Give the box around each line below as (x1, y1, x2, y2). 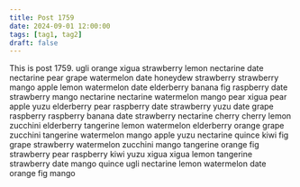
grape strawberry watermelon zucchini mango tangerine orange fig (9, 139, 259, 150)
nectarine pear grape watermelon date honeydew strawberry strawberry (9, 73, 279, 84)
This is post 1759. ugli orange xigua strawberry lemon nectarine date (9, 63, 264, 74)
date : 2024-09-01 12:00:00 (9, 22, 111, 31)
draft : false (9, 38, 59, 48)
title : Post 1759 (9, 13, 75, 22)
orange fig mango (9, 168, 76, 179)
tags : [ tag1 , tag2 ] (9, 30, 83, 39)
